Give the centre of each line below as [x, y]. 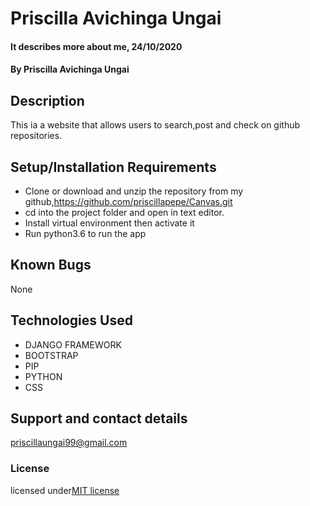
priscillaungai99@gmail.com [69, 443]
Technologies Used [71, 320]
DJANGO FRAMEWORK [73, 344]
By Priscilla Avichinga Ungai [70, 69]
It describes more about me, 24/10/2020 [96, 46]
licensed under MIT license [65, 490]
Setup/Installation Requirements [113, 167]
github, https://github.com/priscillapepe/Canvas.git [128, 201]
